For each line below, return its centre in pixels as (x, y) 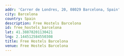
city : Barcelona (21, 14)
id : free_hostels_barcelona (33, 28)
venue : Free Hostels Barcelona (37, 46)
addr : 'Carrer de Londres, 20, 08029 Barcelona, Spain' (62, 9)
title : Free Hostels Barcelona (37, 41)
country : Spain (20, 19)
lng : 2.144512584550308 (29, 37)
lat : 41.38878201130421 (29, 32)
